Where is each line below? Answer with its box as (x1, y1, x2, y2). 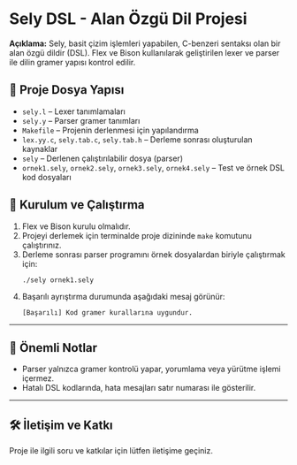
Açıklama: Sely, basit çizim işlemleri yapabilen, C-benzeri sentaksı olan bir (9, 38, 281, 49)
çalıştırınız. (21, 240, 62, 250)
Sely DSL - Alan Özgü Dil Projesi (9, 9, 247, 29)
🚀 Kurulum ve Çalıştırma (9, 197, 145, 212)
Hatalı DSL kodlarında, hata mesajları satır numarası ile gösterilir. (21, 383, 256, 393)
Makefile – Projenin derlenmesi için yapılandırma (21, 125, 199, 135)
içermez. (21, 373, 55, 384)
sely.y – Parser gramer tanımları (21, 115, 141, 126)
